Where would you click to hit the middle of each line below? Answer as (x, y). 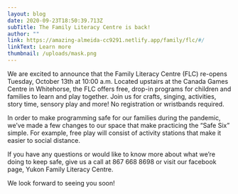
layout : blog (27, 14)
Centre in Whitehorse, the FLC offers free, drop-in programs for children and (119, 89)
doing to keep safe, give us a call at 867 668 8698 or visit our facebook (112, 161)
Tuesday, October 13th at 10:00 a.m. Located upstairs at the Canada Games (118, 81)
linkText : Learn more (39, 47)
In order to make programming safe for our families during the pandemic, (114, 117)
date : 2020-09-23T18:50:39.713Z (55, 21)
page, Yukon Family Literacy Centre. (60, 169)
